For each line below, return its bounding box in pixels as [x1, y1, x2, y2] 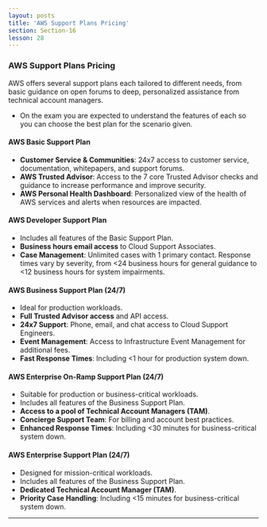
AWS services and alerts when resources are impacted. [19, 197, 202, 207]
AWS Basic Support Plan [8, 137, 91, 147]
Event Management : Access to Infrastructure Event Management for [19, 337, 246, 346]
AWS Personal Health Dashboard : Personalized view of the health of [19, 189, 247, 198]
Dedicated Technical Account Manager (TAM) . [19, 485, 176, 494]
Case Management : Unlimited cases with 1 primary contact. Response [19, 250, 251, 260]
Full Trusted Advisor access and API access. [19, 311, 169, 321]
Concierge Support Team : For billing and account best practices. [19, 415, 234, 424]
